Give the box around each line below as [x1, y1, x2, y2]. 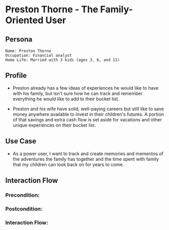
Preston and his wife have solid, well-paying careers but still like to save [12, 106, 164, 112]
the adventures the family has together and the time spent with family [12, 156, 159, 162]
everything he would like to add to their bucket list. [12, 96, 119, 102]
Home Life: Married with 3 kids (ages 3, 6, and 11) [5, 57, 120, 62]
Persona [5, 35, 33, 44]
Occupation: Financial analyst [5, 53, 72, 58]
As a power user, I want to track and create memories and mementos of [12, 150, 164, 157]
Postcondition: [5, 205, 43, 212]
